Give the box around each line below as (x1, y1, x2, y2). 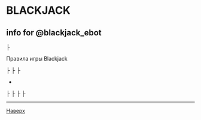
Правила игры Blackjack (6, 55, 68, 62)
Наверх (6, 107, 26, 114)
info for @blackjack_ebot (6, 28, 102, 38)
